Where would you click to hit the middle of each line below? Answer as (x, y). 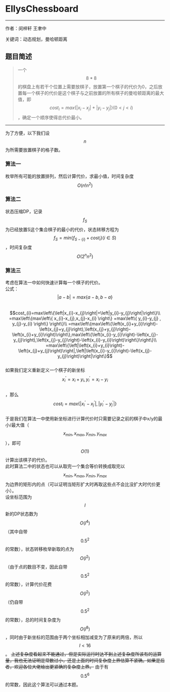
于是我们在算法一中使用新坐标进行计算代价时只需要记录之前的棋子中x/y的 (82, 419)
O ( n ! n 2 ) (85, 185)
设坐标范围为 (18, 497)
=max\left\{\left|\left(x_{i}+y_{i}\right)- (85, 345)
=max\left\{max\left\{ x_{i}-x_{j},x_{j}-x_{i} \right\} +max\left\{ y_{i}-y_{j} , (85, 318)
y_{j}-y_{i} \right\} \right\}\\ (39, 324)
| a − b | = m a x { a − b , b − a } (85, 297)
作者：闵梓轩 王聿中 (26, 28)
